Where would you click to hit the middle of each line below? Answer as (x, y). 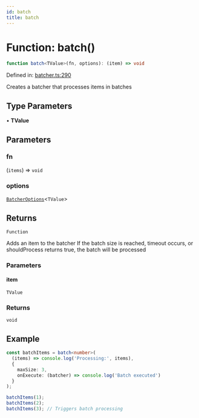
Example (23, 339)
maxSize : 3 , (32, 370)
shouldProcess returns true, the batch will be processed (76, 250)
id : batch (19, 12)
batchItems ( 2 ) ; (25, 403)
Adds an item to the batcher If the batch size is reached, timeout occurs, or (100, 243)
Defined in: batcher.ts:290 (39, 75)
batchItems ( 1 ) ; (25, 397)
